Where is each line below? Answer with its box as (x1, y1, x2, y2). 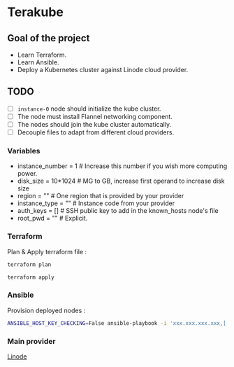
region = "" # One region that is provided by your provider (17, 192, 184, 200)
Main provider (7, 336, 56, 346)
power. (17, 169, 38, 178)
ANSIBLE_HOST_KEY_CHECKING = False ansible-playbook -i (7, 319, 168, 326)
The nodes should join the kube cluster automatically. (17, 120, 172, 128)
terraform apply (7, 274, 54, 281)
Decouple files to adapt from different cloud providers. (17, 128, 175, 137)
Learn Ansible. (17, 58, 59, 67)
